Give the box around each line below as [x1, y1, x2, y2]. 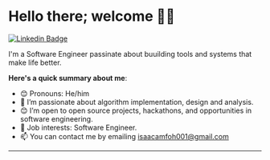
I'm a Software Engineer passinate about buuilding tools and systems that [8, 49, 252, 58]
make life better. [8, 58, 62, 67]
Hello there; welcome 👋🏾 [8, 7, 175, 26]
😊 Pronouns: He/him [19, 88, 90, 98]
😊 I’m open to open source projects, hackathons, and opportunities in [19, 106, 252, 115]
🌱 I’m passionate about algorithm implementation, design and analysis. [19, 97, 254, 106]
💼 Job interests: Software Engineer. [19, 122, 137, 132]
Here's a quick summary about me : [8, 73, 128, 82]
